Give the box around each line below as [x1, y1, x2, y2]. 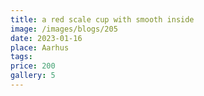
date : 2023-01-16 [10, 33, 83, 43]
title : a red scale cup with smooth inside [10, 14, 195, 25]
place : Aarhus [10, 42, 70, 53]
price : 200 [10, 61, 56, 71]
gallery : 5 [10, 71, 56, 81]
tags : [10, 52, 33, 62]
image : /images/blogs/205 [10, 24, 118, 34]
